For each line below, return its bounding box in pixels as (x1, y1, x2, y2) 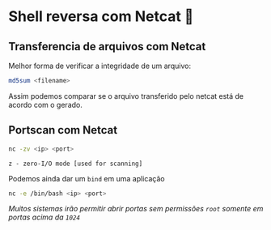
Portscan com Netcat (8, 123, 118, 137)
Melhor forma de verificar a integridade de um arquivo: (8, 61, 192, 70)
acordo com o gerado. (8, 100, 83, 109)
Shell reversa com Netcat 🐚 (8, 7, 194, 26)
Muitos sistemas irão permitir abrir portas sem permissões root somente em (8, 204, 264, 214)
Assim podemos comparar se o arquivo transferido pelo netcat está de (8, 91, 244, 100)
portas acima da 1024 (8, 212, 81, 222)
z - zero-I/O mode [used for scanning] (8, 160, 143, 168)
